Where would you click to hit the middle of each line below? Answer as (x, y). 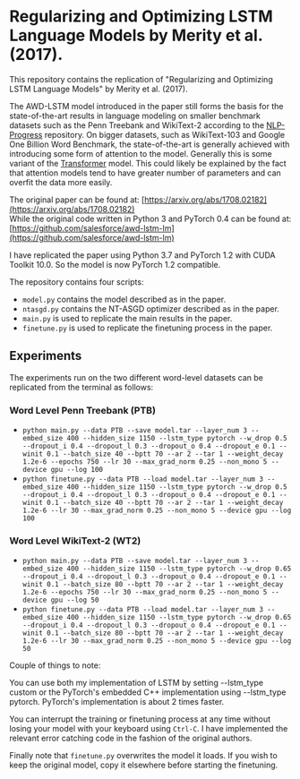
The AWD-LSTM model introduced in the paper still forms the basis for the (146, 106)
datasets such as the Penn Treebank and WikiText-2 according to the (137, 125)
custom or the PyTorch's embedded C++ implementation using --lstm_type (148, 692)
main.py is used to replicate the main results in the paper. (127, 318)
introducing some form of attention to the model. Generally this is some (141, 153)
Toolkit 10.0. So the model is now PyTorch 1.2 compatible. (115, 264)
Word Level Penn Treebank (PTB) (83, 410)
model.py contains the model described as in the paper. (124, 299)
